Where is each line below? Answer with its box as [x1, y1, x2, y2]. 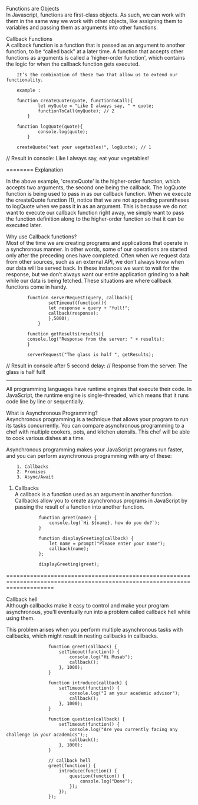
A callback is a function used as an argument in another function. [14, 491, 173, 497]
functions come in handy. [6, 283, 68, 290]
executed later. [6, 222, 42, 228]
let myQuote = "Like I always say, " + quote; [37, 103, 154, 109]
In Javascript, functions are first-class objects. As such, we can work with [6, 11, 186, 18]
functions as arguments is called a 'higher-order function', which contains [6, 54, 186, 61]
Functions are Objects [6, 5, 60, 12]
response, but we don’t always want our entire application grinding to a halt [6, 271, 190, 277]
